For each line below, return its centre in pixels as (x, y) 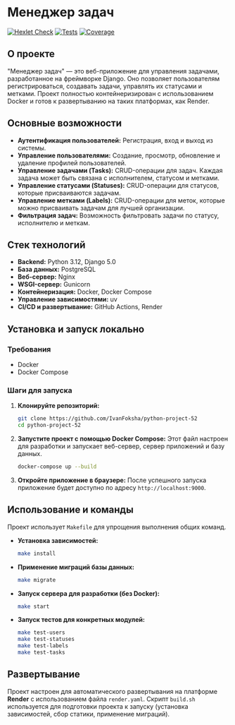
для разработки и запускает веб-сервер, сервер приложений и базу (121, 446)
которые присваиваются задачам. (69, 193)
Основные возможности (64, 123)
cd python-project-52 (49, 425)
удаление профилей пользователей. (72, 162)
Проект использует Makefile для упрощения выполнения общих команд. (117, 527)
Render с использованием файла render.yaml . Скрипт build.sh (101, 699)
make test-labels (43, 646)
